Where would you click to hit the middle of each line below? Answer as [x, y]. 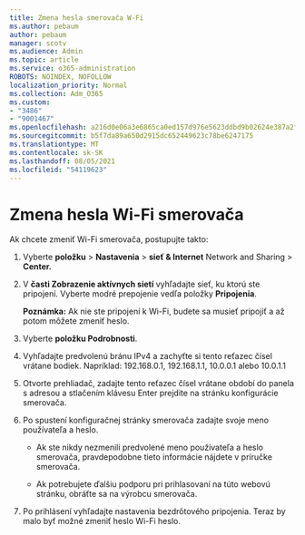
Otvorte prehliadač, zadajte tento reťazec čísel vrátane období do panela [158, 384]
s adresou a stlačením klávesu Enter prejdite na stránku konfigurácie [150, 393]
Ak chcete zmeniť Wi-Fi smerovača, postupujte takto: [109, 239]
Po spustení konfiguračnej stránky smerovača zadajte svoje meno [146, 420]
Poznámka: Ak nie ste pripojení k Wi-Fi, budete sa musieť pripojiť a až [153, 311]
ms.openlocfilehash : [49, 128]
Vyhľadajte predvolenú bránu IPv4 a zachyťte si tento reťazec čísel [147, 356]
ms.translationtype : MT [54, 144]
